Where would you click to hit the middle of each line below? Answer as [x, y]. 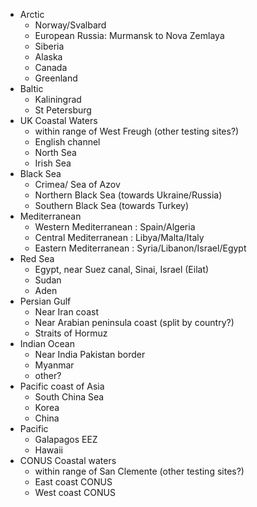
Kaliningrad [58, 99]
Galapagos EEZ [66, 439]
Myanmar [54, 365]
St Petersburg [63, 110]
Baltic [31, 88]
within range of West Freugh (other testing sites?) [137, 131]
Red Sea [37, 258]
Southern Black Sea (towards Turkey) [112, 205]
